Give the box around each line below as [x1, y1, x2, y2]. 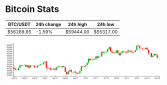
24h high [67, 21, 87, 27]
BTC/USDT [8, 21, 31, 27]
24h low [96, 21, 114, 27]
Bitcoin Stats [5, 3, 59, 15]
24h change [35, 21, 61, 27]
